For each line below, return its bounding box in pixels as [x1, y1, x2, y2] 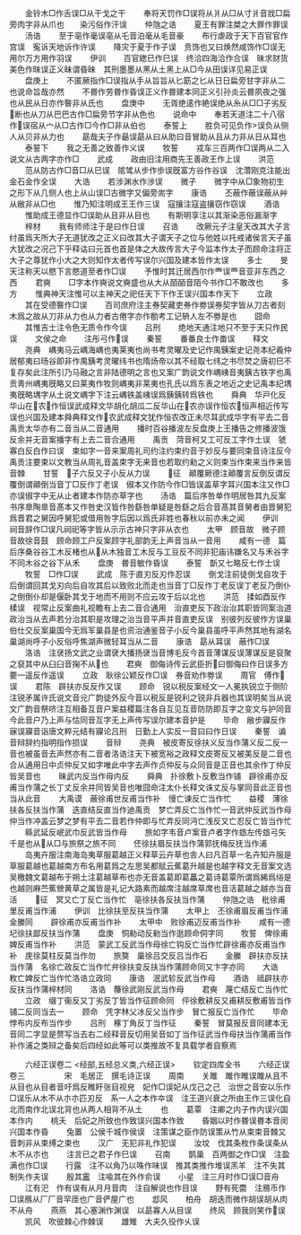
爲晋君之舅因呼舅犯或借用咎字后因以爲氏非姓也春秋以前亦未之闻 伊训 [9, 512, 279, 523]
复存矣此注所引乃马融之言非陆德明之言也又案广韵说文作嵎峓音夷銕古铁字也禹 [9, 367, 292, 377]
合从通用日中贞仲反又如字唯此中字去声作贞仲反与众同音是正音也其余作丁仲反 [9, 759, 292, 770]
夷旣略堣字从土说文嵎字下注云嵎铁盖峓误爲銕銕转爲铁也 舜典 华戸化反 [9, 390, 287, 399]
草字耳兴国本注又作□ [211, 479, 290, 489]
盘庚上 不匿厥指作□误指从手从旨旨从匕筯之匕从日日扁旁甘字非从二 [24, 75, 286, 85]
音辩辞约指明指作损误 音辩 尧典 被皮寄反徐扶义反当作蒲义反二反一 [9, 737, 288, 748]
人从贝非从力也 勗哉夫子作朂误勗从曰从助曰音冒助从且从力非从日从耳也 [9, 131, 287, 142]
